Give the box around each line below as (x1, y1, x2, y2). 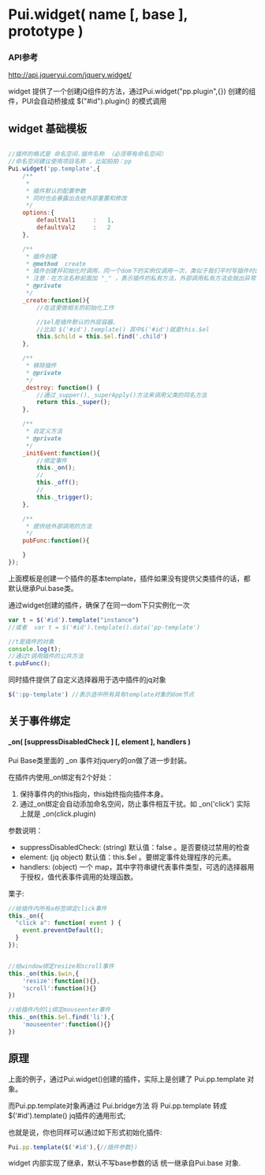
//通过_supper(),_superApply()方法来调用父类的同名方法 (36, 391, 207, 399)
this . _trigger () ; (36, 493, 93, 501)
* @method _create (25, 260, 87, 268)
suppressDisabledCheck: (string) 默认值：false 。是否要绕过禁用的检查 (19, 842, 250, 851)
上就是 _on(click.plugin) (19, 809, 96, 818)
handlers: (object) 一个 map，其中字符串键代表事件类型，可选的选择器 (19, 862, 248, 871)
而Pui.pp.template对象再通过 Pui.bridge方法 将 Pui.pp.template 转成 (8, 1101, 227, 1110)
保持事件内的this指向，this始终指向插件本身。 (19, 789, 168, 799)
